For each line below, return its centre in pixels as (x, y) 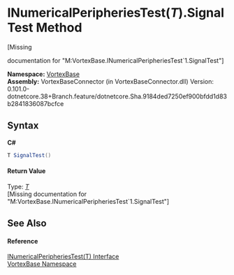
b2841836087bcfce (36, 103)
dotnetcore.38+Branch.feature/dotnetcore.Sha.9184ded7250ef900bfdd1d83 (117, 96)
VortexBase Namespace (42, 264)
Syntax (23, 126)
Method (59, 28)
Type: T (18, 186)
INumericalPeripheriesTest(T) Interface (63, 257)
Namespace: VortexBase (44, 74)
